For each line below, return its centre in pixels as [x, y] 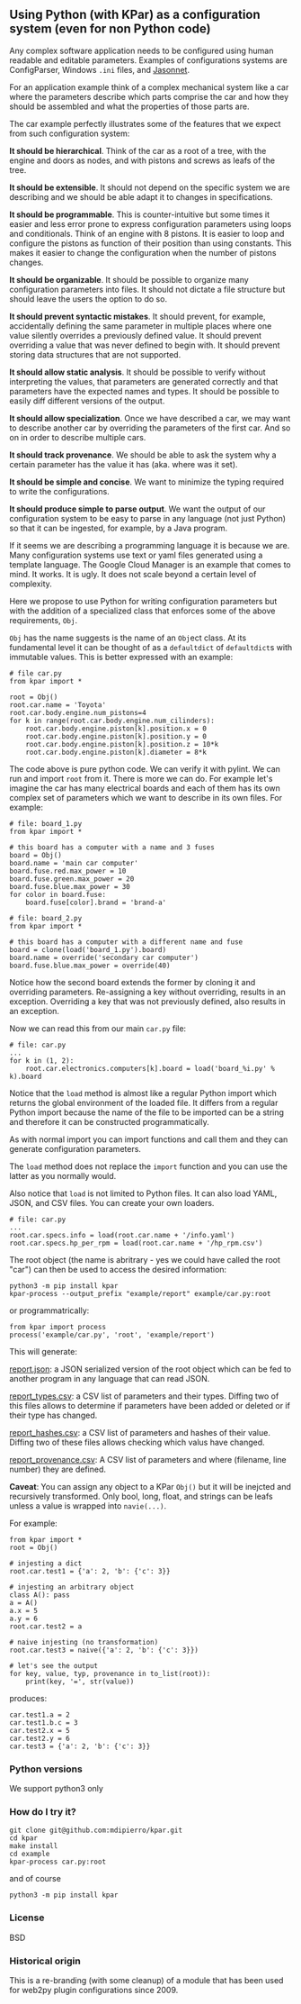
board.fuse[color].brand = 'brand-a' [96, 902]
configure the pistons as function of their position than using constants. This [150, 243]
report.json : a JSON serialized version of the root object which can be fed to [150, 1369]
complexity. [31, 584]
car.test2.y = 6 [40, 1738]
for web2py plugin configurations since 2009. [94, 1990]
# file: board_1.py [46, 823]
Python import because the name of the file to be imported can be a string [147, 1112]
